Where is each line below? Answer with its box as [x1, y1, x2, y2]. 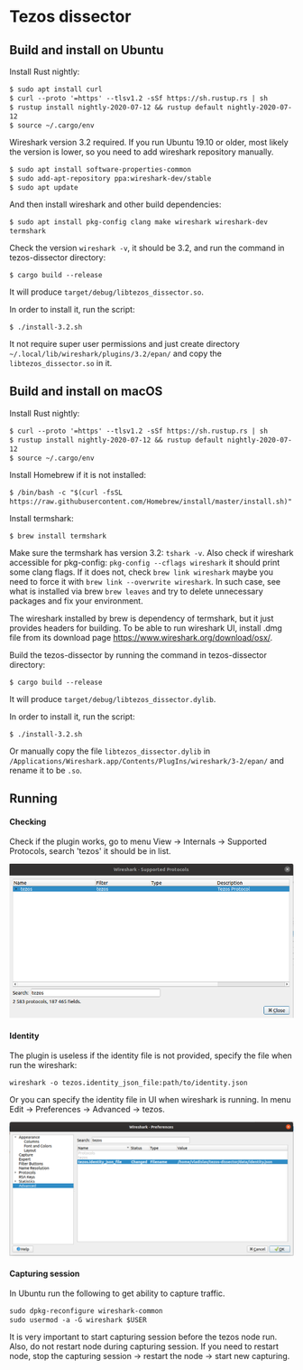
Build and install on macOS [9, 384, 163, 399]
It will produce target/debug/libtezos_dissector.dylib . [9, 693, 216, 704]
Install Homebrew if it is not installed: [9, 469, 147, 480]
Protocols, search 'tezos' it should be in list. [9, 846, 171, 857]
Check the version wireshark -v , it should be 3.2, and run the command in [9, 242, 285, 253]
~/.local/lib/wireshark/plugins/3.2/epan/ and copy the [9, 348, 223, 359]
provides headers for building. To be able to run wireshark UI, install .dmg [9, 622, 282, 633]
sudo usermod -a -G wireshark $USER [9, 1316, 147, 1325]
